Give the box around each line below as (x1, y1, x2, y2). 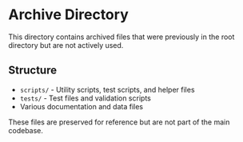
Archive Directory (8, 6, 129, 24)
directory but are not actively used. (8, 40, 124, 49)
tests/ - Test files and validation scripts (19, 93, 152, 103)
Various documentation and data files (19, 101, 144, 111)
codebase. (8, 125, 44, 135)
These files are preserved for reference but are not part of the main (8, 117, 230, 127)
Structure (8, 64, 58, 77)
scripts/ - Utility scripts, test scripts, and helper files (19, 85, 195, 94)
